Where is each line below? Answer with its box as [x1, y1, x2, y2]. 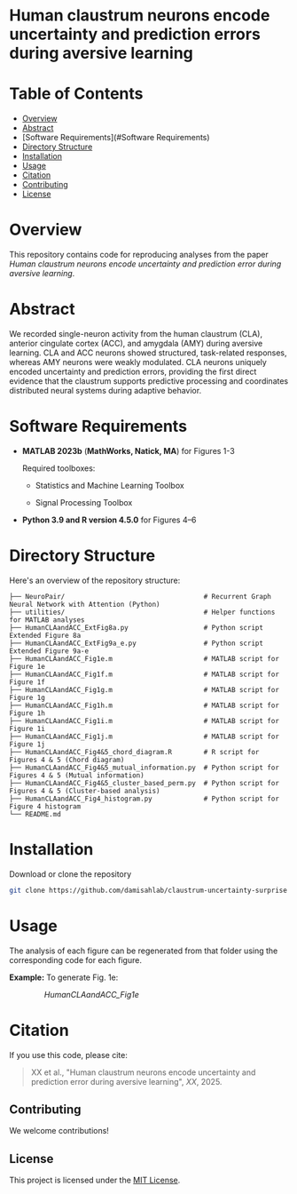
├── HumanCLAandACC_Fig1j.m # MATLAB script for [9, 732, 279, 741]
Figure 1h [9, 708, 46, 718]
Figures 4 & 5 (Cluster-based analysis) [9, 786, 161, 795]
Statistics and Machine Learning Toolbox [35, 480, 184, 490]
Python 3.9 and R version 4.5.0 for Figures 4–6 [21, 514, 197, 525]
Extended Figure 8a [9, 631, 82, 640]
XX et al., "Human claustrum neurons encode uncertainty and [30, 1067, 256, 1078]
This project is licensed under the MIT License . [9, 1174, 181, 1186]
